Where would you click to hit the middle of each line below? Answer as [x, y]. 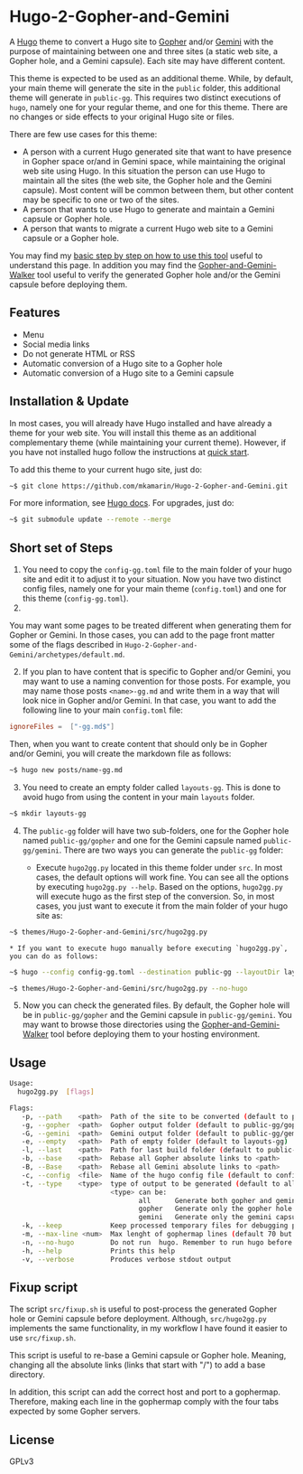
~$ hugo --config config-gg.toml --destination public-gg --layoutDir [145, 972]
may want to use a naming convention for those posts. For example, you [156, 681]
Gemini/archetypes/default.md [66, 655]
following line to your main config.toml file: [102, 710]
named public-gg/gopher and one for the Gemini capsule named [142, 840]
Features [35, 313]
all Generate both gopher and [205, 1200]
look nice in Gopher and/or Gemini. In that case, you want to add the [149, 701]
